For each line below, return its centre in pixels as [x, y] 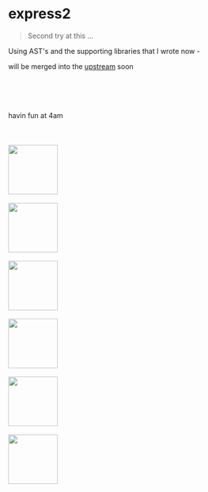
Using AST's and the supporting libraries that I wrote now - [104, 51]
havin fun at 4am [36, 115]
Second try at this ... [61, 36]
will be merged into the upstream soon [71, 66]
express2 [40, 14]
